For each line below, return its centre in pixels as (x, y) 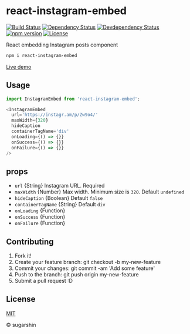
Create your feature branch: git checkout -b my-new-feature (88, 262)
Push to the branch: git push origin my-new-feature (77, 274)
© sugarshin (21, 325)
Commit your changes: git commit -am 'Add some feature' (85, 268)
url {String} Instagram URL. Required (60, 186)
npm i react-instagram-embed (42, 55)
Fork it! (23, 256)
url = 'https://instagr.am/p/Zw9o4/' (55, 115)
